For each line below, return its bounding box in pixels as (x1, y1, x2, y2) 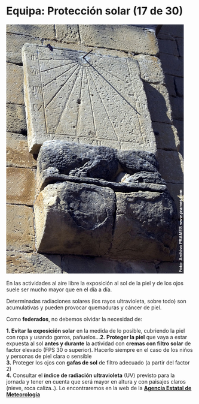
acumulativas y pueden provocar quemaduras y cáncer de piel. (6, 304, 162, 311)
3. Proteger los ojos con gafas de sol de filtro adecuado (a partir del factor (6, 358, 190, 366)
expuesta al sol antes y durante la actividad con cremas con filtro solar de (6, 340, 191, 347)
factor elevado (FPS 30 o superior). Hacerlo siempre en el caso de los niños (6, 346, 193, 353)
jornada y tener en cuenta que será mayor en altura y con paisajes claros (6, 378, 186, 385)
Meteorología (6, 391, 41, 398)
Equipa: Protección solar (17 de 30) (6, 4, 183, 18)
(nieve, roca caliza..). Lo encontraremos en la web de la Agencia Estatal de (6, 384, 192, 391)
